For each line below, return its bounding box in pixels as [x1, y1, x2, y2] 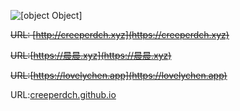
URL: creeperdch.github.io [10, 89, 117, 100]
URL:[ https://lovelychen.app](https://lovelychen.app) [10, 70, 228, 81]
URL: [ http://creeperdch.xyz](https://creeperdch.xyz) [10, 29, 230, 40]
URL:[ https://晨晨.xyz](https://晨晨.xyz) [10, 50, 172, 61]
